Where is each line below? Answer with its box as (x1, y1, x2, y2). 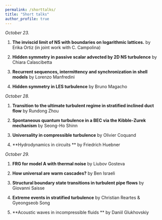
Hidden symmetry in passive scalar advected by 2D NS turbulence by (12, 54, 157, 60)
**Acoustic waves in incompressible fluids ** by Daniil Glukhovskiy (12, 210, 149, 216)
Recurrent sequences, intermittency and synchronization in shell (12, 69, 148, 75)
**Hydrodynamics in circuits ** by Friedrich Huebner (12, 142, 120, 148)
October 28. (5, 93, 29, 99)
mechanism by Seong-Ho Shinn (12, 123, 78, 128)
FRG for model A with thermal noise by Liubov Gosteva (12, 161, 125, 167)
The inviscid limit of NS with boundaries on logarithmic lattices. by (12, 39, 151, 45)
